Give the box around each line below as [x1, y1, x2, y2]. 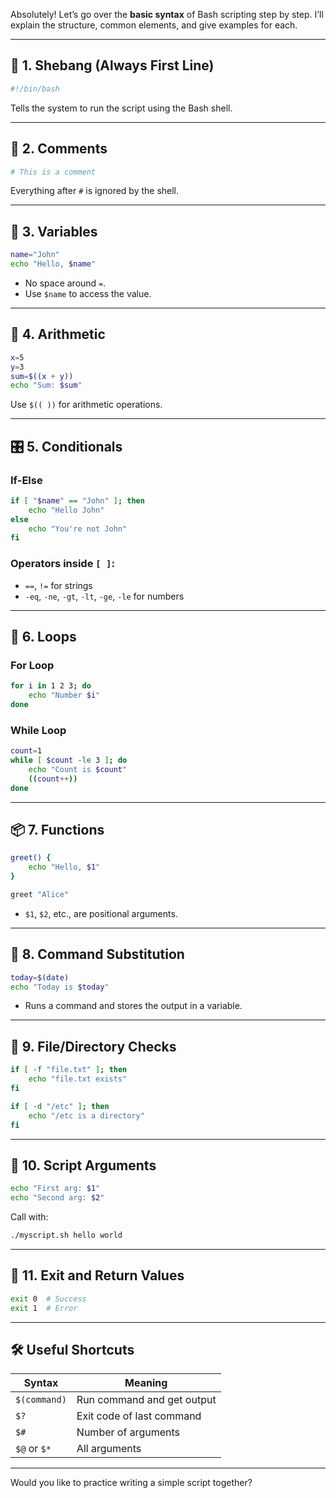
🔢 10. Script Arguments [10, 1157, 157, 1174]
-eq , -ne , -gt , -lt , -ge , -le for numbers [24, 590, 185, 602]
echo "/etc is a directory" [28, 1110, 145, 1121]
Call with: [10, 1211, 49, 1223]
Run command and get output [76, 1393, 217, 1407]
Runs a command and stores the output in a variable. [24, 1000, 243, 1012]
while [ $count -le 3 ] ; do [10, 755, 128, 766]
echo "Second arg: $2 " [10, 1193, 105, 1203]
